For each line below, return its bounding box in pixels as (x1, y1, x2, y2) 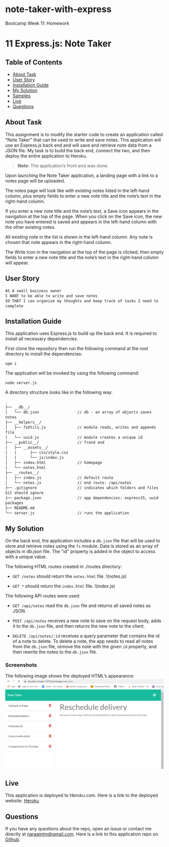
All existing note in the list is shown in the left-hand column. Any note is (5, 233, 153, 240)
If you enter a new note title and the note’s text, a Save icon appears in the (5, 208, 159, 214)
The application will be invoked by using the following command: (5, 370, 139, 376)
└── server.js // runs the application (5, 511, 129, 516)
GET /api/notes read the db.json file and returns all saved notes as (12, 602, 151, 609)
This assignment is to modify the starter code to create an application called (5, 131, 163, 137)
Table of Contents (5, 58, 63, 67)
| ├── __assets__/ (5, 445, 49, 450)
